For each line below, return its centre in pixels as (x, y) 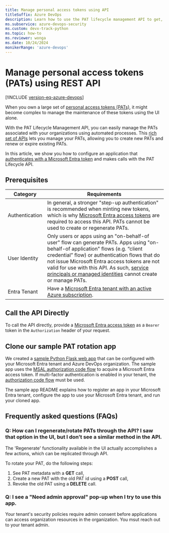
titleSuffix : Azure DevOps (33, 15)
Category (25, 194)
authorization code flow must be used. (45, 380)
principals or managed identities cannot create (102, 274)
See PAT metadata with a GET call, (48, 473)
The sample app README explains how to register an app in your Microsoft (83, 390)
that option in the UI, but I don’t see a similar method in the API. (83, 437)
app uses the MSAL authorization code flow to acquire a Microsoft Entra (80, 369)
